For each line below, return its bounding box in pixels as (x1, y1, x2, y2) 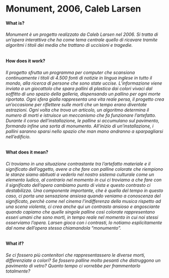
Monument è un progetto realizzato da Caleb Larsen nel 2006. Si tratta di (6, 31, 158, 38)
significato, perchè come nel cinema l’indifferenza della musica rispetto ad (6, 198, 161, 204)
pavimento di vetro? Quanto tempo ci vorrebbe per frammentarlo (6, 262, 140, 268)
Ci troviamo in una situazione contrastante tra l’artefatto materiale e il (6, 161, 150, 167)
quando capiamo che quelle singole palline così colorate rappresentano (6, 208, 155, 215)
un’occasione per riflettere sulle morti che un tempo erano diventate (6, 101, 147, 107)
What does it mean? (6, 149, 48, 155)
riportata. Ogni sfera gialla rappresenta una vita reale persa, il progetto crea (6, 96, 164, 102)
